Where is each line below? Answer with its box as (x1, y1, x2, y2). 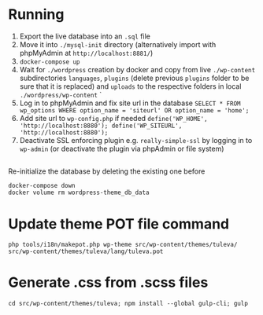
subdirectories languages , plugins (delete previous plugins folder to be (19, 73, 250, 82)
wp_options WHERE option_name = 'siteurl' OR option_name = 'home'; (19, 106, 250, 115)
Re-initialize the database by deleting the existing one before (8, 167, 206, 176)
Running (8, 5, 65, 24)
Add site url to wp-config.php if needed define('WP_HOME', (19, 113, 208, 123)
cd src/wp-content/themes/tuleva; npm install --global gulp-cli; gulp (8, 300, 248, 308)
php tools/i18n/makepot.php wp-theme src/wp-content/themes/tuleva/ (8, 241, 238, 249)
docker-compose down (8, 182, 76, 190)
